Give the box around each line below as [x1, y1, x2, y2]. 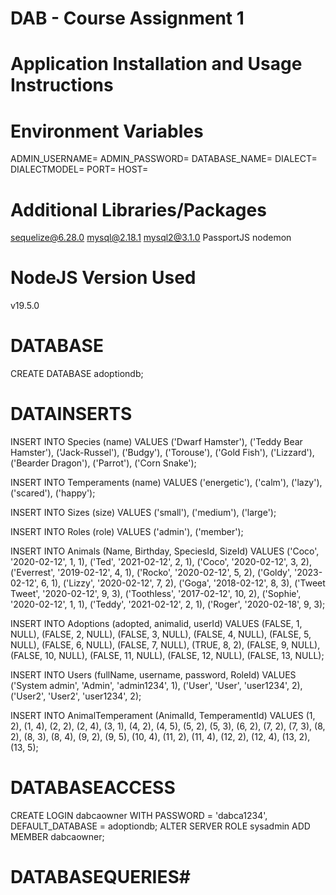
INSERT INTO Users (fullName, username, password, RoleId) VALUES [10, 669, 297, 681]
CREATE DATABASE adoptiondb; [10, 368, 144, 380]
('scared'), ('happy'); [10, 487, 96, 499]
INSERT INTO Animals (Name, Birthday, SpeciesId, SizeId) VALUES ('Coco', [10, 545, 320, 557]
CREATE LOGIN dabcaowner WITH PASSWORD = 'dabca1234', [10, 810, 268, 821]
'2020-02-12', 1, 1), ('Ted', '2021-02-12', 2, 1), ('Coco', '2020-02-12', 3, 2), [10, 556, 313, 568]
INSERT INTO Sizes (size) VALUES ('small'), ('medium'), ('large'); [10, 507, 277, 519]
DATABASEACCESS [10, 777, 176, 799]
